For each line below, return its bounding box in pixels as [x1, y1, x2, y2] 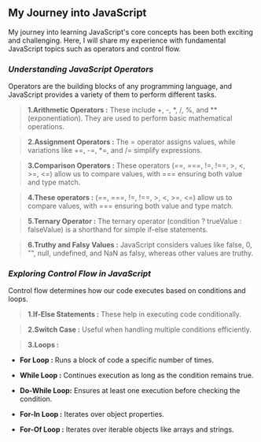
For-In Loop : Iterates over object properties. [19, 410, 165, 419]
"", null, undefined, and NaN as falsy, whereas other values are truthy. [27, 248, 254, 258]
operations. [27, 122, 65, 132]
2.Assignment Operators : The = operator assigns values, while [27, 137, 236, 147]
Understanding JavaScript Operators [8, 63, 154, 74]
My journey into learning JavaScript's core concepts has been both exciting [8, 27, 254, 36]
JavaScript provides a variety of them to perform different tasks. [8, 90, 217, 99]
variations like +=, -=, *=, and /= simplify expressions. [27, 146, 203, 155]
